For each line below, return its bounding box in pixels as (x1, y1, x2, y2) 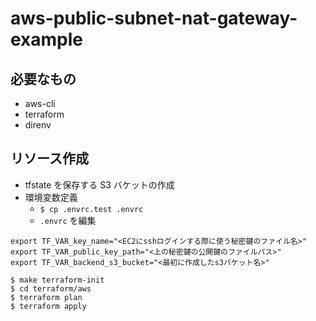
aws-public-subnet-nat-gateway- (10, 7, 298, 30)
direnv (24, 119, 52, 131)
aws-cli (24, 98, 56, 109)
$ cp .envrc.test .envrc (39, 204, 144, 214)
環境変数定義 (24, 191, 78, 203)
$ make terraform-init (10, 275, 105, 285)
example (10, 28, 84, 51)
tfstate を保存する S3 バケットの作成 (24, 178, 175, 191)
